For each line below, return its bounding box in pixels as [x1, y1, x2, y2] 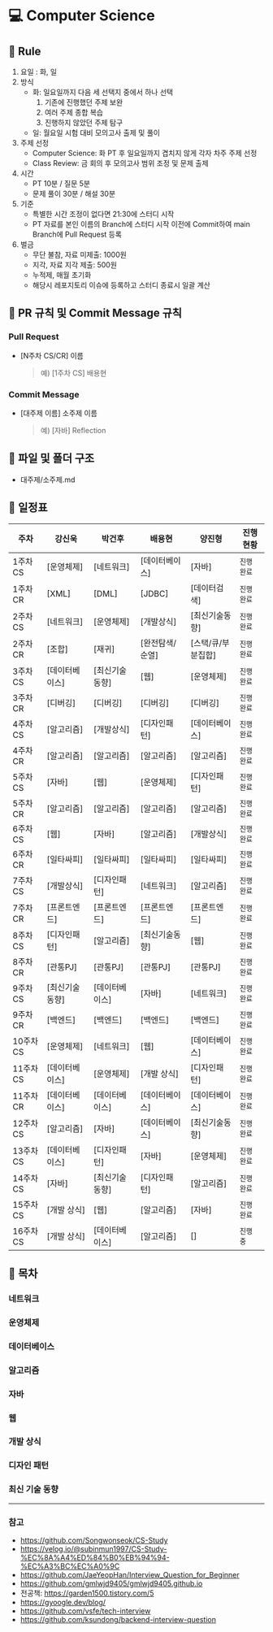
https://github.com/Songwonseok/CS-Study [19, 1535, 168, 1545]
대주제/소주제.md [19, 475, 76, 484]
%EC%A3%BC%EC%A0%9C [19, 1561, 120, 1571]
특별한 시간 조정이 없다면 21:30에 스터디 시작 [32, 209, 175, 219]
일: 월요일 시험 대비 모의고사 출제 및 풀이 [32, 128, 161, 137]
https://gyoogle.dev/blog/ [19, 1597, 106, 1607]
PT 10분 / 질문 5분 [32, 179, 91, 188]
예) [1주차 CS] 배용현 [40, 367, 107, 378]
